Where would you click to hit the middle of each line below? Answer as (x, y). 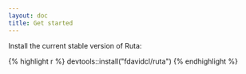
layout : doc (28, 16)
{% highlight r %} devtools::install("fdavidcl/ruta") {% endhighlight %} (123, 61)
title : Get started (41, 23)
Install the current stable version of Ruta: (75, 45)
